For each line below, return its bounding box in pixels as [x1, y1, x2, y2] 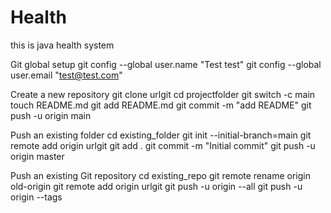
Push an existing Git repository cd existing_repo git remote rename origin [10, 169, 311, 181]
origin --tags [10, 191, 63, 203]
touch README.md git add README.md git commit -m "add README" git [10, 99, 312, 111]
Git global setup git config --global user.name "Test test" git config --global [10, 58, 322, 70]
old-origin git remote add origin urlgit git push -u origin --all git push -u [10, 180, 303, 192]
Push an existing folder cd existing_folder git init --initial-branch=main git [10, 129, 312, 141]
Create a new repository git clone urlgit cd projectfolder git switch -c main [10, 88, 316, 100]
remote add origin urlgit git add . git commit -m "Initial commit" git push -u [10, 139, 316, 151]
